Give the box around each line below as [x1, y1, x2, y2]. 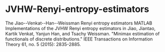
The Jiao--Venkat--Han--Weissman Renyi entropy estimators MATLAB [5, 20, 152, 26]
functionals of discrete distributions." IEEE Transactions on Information [5, 36, 153, 42]
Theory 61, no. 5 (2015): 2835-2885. [5, 41, 81, 47]
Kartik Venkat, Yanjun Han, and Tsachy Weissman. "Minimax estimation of [5, 30, 160, 36]
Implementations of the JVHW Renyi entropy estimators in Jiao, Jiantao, [5, 25, 156, 31]
